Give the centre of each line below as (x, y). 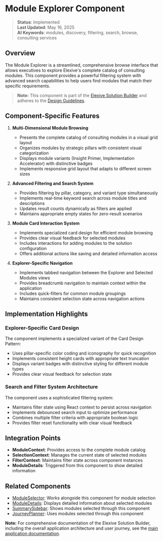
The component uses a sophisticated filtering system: (59, 397)
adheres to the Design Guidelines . (51, 101)
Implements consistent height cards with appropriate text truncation (81, 359)
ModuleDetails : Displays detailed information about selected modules (82, 503)
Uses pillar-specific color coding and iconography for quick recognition (84, 353)
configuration (33, 248)
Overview (20, 53)
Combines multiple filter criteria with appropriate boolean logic (75, 417)
